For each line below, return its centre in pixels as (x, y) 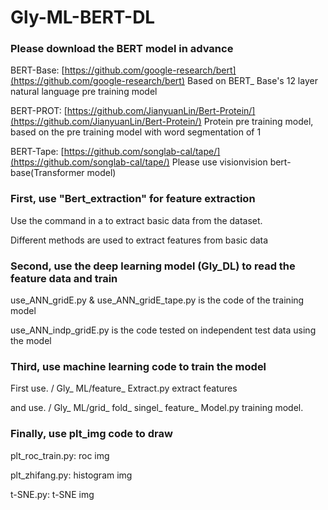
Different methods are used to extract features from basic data (139, 240)
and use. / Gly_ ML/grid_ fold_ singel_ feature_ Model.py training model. (157, 408)
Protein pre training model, (258, 122)
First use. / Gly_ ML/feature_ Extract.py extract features (124, 388)
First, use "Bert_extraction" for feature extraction (133, 199)
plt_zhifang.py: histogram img (71, 475)
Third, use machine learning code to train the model (138, 366)
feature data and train (64, 278)
